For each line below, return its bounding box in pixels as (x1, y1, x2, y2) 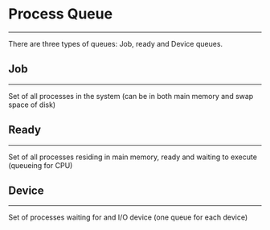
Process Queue (8, 5, 113, 23)
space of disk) (8, 100, 56, 109)
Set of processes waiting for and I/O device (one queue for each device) (8, 212, 248, 222)
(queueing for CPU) (8, 160, 73, 170)
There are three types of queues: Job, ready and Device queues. (8, 39, 223, 48)
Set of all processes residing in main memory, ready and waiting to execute (8, 152, 257, 162)
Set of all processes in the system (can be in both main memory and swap (8, 91, 254, 101)
